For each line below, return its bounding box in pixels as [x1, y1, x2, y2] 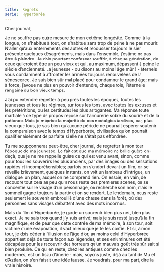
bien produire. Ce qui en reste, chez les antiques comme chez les [5, 246, 137, 252]
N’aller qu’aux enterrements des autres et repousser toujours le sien [5, 45, 142, 51]
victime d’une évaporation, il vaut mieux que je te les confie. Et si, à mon [5, 225, 151, 231]
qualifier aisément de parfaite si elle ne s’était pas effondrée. [5, 133, 127, 139]
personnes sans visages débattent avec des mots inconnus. [5, 200, 126, 206]
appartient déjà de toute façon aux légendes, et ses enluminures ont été [5, 236, 150, 242]
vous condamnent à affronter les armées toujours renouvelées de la [5, 71, 142, 77]
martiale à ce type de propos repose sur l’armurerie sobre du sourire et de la [5, 112, 159, 118]
